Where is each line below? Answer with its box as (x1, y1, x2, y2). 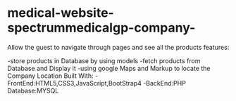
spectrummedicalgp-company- (7, 20, 196, 36)
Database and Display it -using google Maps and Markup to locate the (7, 64, 211, 72)
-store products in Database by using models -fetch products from (7, 56, 201, 65)
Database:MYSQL (7, 86, 59, 95)
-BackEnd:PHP (143, 79, 187, 87)
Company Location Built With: (7, 72, 94, 80)
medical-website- (7, 5, 114, 21)
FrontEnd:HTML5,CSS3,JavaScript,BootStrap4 (7, 79, 142, 87)
